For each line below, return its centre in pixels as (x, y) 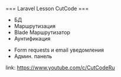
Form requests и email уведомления (59, 50)
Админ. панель (33, 56)
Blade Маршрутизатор (42, 32)
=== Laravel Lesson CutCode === (47, 9)
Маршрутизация (35, 26)
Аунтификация (32, 38)
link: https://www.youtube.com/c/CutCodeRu (60, 68)
